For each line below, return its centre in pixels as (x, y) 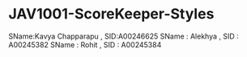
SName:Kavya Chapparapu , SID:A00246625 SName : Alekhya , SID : (123, 36)
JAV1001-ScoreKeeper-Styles (111, 14)
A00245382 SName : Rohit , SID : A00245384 (85, 44)
